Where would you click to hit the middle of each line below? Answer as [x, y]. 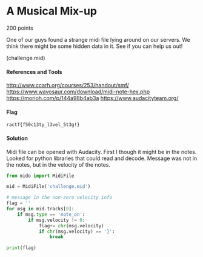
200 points [20, 28]
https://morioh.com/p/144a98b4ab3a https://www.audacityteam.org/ [92, 98]
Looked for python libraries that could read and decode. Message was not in [102, 158]
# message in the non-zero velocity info [59, 198]
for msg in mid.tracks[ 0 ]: [40, 209]
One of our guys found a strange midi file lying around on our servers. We [98, 39]
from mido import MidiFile [40, 176]
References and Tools [34, 72]
